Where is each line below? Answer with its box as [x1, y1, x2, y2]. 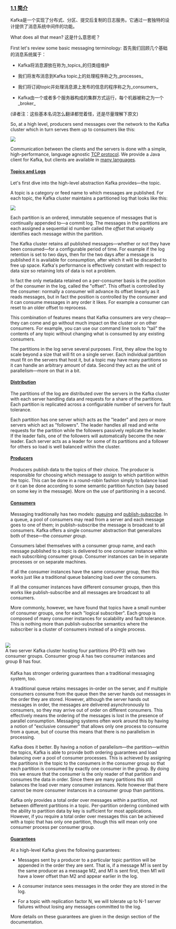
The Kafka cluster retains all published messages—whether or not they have [10, 240, 170, 246]
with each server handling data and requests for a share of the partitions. [10, 396, 164, 402]
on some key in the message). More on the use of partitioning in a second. [10, 488, 166, 494]
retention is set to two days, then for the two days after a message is [10, 251, 154, 258]
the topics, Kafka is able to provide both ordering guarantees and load [10, 749, 157, 755]
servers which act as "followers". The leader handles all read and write [10, 421, 159, 428]
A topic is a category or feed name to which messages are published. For [10, 189, 164, 195]
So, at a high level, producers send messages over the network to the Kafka [10, 121, 169, 127]
